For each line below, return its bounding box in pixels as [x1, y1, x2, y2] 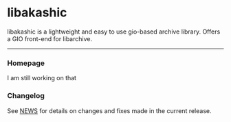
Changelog [7, 91, 45, 101]
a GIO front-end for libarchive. [7, 34, 93, 42]
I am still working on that [7, 74, 77, 82]
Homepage [7, 58, 45, 68]
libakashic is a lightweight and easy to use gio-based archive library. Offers [7, 27, 221, 36]
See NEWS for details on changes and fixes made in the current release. [7, 106, 212, 114]
